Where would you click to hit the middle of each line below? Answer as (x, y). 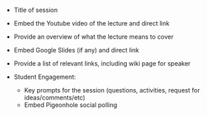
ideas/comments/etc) (54, 97)
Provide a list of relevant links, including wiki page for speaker (102, 64)
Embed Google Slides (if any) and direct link (76, 50)
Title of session (36, 10)
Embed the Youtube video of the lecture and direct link (91, 23)
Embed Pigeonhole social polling (71, 105)
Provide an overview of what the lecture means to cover (93, 37)
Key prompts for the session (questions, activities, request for (112, 90)
